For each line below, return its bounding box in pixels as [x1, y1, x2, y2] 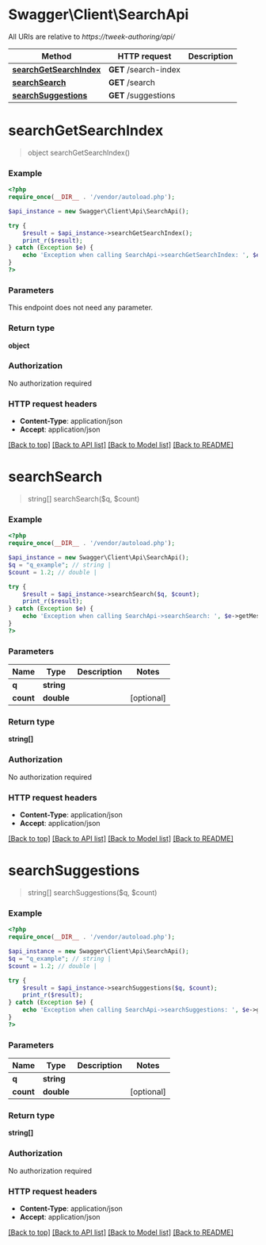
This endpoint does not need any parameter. [8, 303, 153, 313]
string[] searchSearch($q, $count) [27, 494, 140, 504]
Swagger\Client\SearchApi [8, 6, 189, 24]
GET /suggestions [108, 90, 176, 101]
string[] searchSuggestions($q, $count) [27, 887, 158, 897]
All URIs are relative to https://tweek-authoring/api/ [8, 32, 176, 41]
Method [41, 50, 72, 61]
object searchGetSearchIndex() [27, 148, 131, 157]
